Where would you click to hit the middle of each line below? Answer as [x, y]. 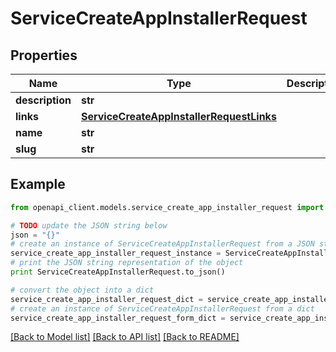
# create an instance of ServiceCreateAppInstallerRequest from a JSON [162, 244]
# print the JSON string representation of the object [127, 263]
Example [38, 184]
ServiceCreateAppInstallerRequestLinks [178, 116]
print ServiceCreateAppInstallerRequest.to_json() [118, 272]
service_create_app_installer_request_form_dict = [118, 318]
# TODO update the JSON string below [89, 225]
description [43, 100]
